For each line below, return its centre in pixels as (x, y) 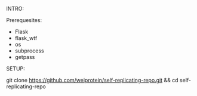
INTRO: (15, 9)
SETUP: (16, 69)
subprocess (29, 51)
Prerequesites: (24, 20)
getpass (25, 57)
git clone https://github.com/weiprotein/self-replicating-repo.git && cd (92, 80)
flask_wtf (26, 38)
